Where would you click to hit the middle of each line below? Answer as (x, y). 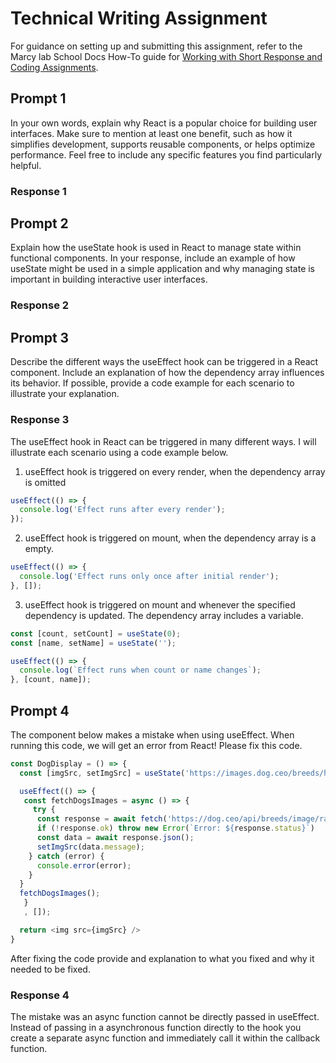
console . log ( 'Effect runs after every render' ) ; (122, 510)
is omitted (45, 482)
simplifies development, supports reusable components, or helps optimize (163, 144)
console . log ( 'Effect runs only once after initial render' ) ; (149, 577)
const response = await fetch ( (102, 819)
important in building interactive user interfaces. (109, 279)
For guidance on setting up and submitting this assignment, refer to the (156, 46)
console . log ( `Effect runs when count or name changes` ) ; (140, 670)
